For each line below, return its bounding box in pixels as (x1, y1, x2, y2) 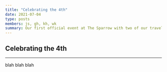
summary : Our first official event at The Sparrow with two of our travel (5, 26, 164, 31)
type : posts (5, 16, 30, 21)
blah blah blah (5, 62, 34, 68)
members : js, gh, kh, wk (5, 21, 57, 26)
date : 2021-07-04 (5, 12, 41, 17)
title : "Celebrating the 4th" (5, 7, 68, 12)
